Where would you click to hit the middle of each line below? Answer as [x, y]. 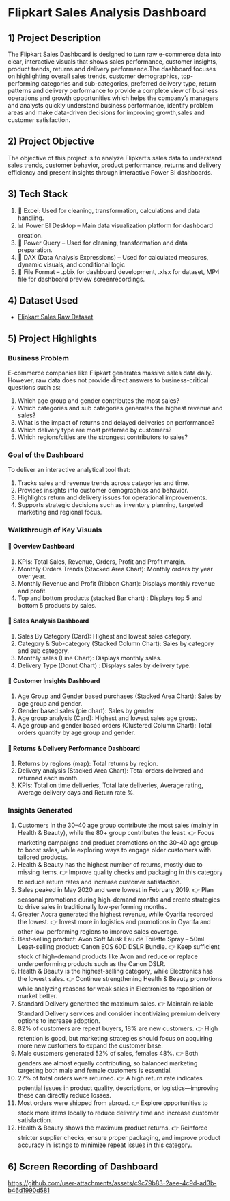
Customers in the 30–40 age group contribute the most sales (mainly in [118, 825]
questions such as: [34, 388]
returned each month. [48, 778]
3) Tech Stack [38, 194]
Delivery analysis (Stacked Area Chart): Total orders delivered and [111, 771]
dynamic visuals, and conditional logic [71, 264]
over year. [32, 576]
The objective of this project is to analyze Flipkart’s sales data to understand [115, 158]
